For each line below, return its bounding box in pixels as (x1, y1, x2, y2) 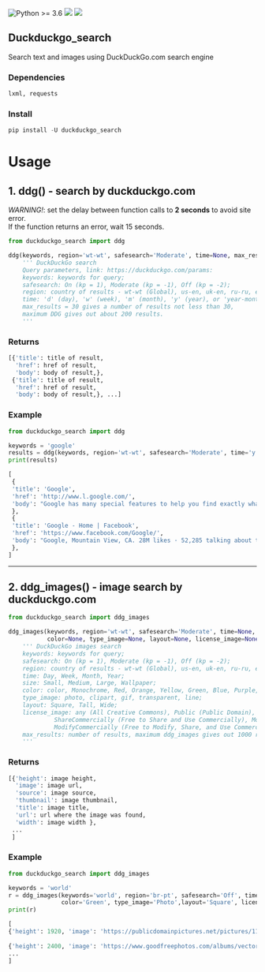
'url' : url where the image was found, (15, 811, 147, 819)
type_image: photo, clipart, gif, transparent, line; (22, 694, 203, 702)
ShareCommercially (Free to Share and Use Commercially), (54, 716, 248, 723)
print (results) (8, 456, 58, 465)
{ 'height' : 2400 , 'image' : (8, 942, 97, 950)
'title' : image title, (15, 804, 90, 812)
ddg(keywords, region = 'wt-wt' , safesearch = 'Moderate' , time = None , (8, 252, 231, 260)
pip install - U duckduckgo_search (8, 126, 122, 134)
